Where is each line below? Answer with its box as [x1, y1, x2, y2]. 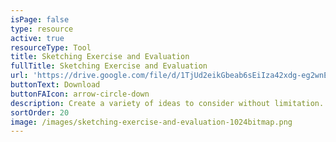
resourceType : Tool [10, 42, 92, 53]
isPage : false [10, 14, 70, 25]
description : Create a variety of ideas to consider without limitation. [10, 98, 325, 108]
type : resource [10, 24, 74, 34]
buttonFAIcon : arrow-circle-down [10, 89, 150, 99]
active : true [10, 33, 65, 43]
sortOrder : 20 [10, 107, 70, 118]
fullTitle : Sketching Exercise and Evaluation [10, 61, 208, 71]
